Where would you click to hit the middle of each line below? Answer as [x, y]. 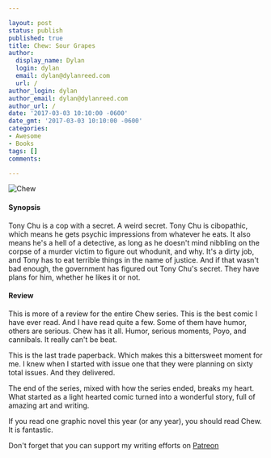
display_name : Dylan [50, 61]
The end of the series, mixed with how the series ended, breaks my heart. [131, 388]
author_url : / [32, 106]
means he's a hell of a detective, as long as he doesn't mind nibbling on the [134, 242]
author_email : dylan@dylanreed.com [68, 98]
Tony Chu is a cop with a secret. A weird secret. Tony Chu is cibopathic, [128, 225]
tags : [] [23, 151]
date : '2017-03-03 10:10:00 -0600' [68, 113]
